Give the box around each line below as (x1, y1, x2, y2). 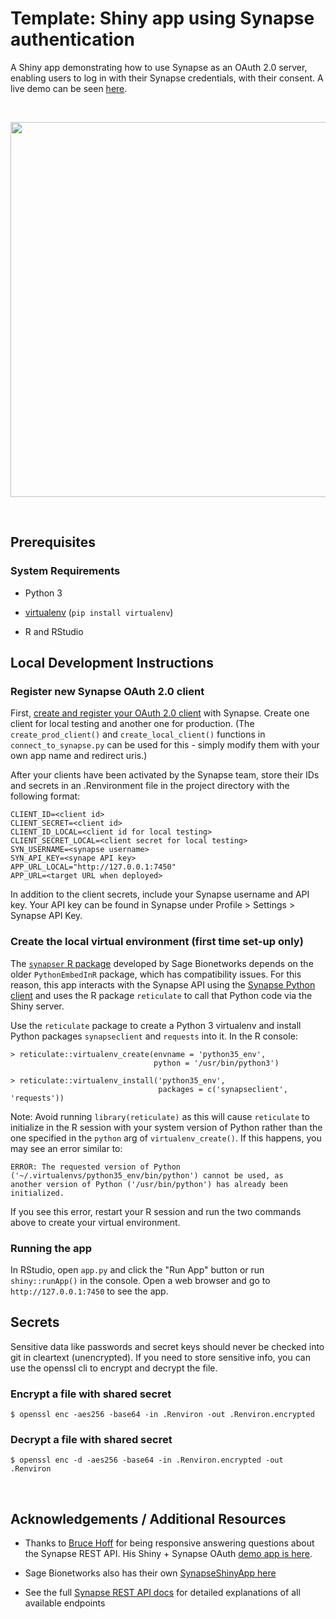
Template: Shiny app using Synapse (10, 7, 315, 30)
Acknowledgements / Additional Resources (10, 1510, 287, 1527)
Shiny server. (10, 1000, 65, 1012)
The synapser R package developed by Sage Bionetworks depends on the (10, 957, 314, 969)
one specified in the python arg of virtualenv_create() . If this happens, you (10, 1132, 322, 1144)
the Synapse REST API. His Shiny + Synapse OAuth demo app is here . (24, 1548, 313, 1560)
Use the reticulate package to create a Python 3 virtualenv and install (10, 1019, 302, 1031)
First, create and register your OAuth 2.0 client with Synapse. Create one (10, 707, 310, 719)
